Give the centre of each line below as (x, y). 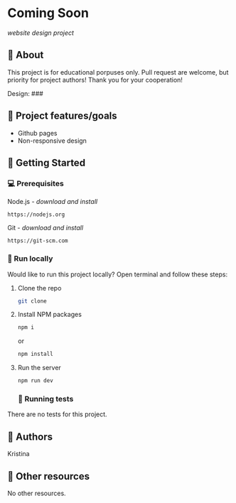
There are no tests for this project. (58, 414)
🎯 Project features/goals (62, 116)
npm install (35, 354)
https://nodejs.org (36, 215)
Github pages (37, 133)
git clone (32, 301)
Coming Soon (48, 13)
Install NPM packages (49, 315)
